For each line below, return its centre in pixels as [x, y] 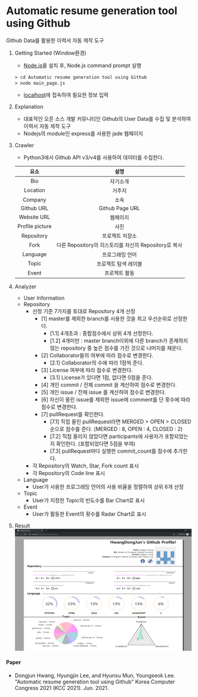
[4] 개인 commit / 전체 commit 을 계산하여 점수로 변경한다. [109, 384]
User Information [44, 298]
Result [22, 526]
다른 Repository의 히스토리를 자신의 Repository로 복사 [120, 245]
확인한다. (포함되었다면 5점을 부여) [95, 443]
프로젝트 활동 [120, 273]
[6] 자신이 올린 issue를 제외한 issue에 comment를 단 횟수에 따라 [115, 399]
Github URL [34, 208]
